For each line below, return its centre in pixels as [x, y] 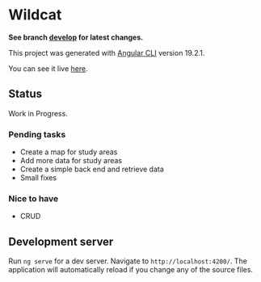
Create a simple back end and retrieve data [92, 169]
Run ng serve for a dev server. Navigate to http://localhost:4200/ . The [128, 261]
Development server [61, 241]
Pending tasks [37, 134]
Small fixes [38, 178]
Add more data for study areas [71, 161]
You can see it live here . [48, 68]
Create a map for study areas [69, 152]
